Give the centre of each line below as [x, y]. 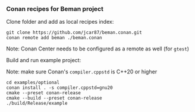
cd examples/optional [33, 83]
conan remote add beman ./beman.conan [54, 38]
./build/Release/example [37, 103]
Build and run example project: [44, 60]
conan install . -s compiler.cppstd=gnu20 [59, 88]
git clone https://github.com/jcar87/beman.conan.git [74, 33]
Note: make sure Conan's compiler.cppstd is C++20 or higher [82, 72]
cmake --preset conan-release [44, 93]
